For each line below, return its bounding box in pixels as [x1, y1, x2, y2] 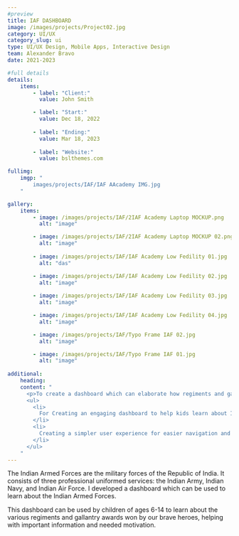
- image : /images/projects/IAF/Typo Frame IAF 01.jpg [33, 350, 196, 358]
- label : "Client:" [33, 90, 91, 97]
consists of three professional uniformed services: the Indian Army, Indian [7, 477, 224, 486]
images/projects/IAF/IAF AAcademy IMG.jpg [33, 181, 161, 188]
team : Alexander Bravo [7, 50, 75, 58]
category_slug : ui [7, 37, 62, 44]
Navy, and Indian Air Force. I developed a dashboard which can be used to [7, 484, 226, 493]
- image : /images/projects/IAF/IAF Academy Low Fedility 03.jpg [33, 292, 228, 299]
